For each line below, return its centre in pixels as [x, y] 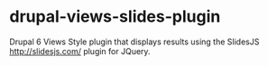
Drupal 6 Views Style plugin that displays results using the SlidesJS [134, 42]
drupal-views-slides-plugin [115, 17]
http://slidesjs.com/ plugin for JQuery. [80, 51]
